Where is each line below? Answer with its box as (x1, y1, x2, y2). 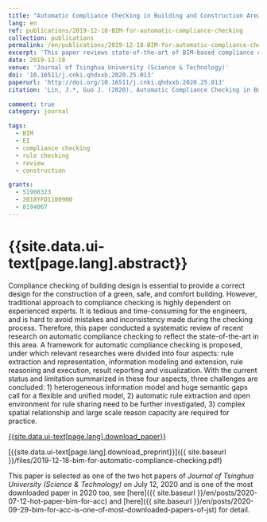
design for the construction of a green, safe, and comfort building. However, (8, 288, 257, 299)
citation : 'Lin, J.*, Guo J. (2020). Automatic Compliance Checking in (8, 85, 250, 94)
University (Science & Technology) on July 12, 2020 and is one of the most (8, 479, 253, 489)
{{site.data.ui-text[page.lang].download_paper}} (8, 431, 167, 441)
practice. (8, 416, 37, 426)
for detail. (218, 504, 250, 514)
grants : (8, 181, 34, 189)
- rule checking (15, 151, 69, 159)
